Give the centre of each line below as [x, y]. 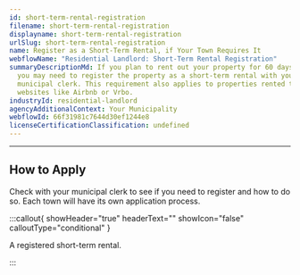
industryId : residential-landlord [74, 100]
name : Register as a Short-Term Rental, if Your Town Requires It [135, 51]
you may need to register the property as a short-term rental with [147, 76]
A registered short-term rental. [66, 245]
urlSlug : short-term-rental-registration [87, 42]
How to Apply [48, 170]
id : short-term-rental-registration [77, 17]
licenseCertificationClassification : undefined [100, 126]
